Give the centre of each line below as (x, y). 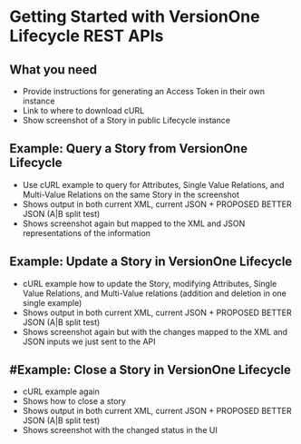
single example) (52, 302)
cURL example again (61, 391)
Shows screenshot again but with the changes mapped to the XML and (155, 331)
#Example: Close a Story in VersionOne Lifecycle (150, 370)
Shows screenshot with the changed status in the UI (120, 430)
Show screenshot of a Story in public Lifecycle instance (126, 120)
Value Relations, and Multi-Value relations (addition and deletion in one (155, 293)
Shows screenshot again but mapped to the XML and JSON (134, 223)
